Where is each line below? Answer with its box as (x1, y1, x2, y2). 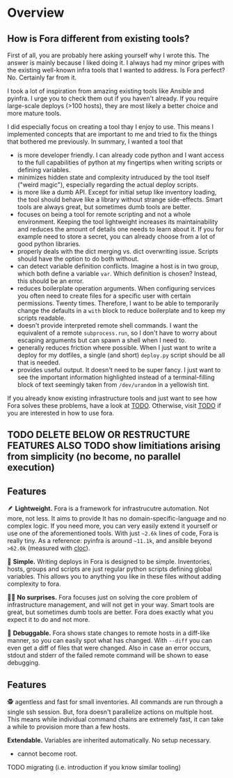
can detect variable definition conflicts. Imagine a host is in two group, (17, 262, 219, 270)
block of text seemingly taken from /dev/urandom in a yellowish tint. (17, 381, 209, 388)
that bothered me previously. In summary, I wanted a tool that (7, 137, 183, 146)
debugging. (7, 659, 40, 667)
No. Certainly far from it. (7, 73, 77, 82)
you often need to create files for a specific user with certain (17, 291, 191, 300)
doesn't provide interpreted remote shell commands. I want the (17, 321, 198, 329)
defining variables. (17, 166, 71, 174)
